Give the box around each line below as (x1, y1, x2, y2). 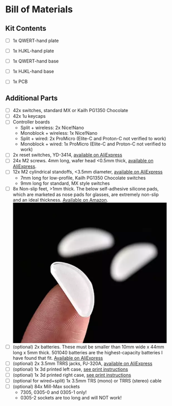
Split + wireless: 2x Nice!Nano (20, 124, 84, 131)
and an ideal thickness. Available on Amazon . (12, 197, 109, 203)
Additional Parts (5, 94, 58, 102)
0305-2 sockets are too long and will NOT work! (20, 395, 122, 401)
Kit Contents (5, 24, 47, 33)
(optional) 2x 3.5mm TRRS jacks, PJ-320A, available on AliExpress (12, 360, 153, 367)
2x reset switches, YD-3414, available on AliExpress (12, 152, 122, 158)
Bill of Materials (5, 4, 73, 15)
